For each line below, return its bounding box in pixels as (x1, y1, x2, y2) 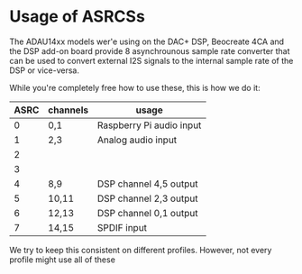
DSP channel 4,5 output (96, 178, 198, 190)
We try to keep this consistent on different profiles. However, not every (9, 244, 272, 255)
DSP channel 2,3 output (96, 192, 198, 205)
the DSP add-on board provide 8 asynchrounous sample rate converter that (9, 45, 290, 56)
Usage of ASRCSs (9, 6, 146, 27)
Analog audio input (96, 133, 178, 146)
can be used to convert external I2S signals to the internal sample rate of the (9, 55, 294, 66)
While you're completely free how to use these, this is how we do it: (9, 82, 261, 93)
